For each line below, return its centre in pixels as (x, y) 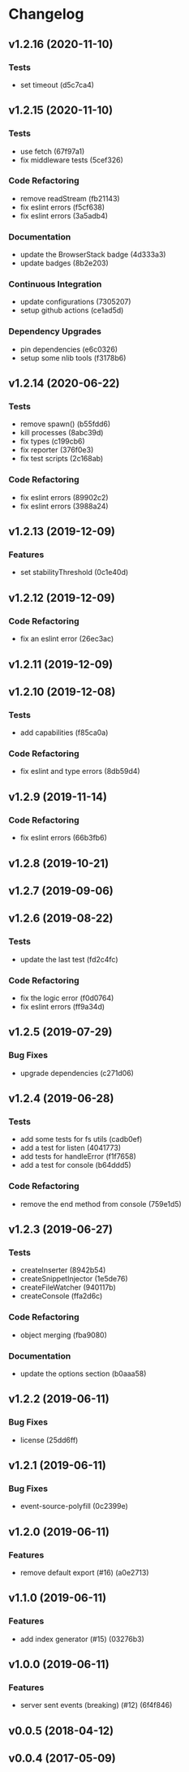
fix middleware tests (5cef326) (71, 160)
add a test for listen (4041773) (71, 1148)
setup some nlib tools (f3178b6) (73, 357)
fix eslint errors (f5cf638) (62, 207)
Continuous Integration (55, 284)
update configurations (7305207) (75, 302)
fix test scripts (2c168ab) (62, 459)
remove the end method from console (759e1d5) (101, 1204)
